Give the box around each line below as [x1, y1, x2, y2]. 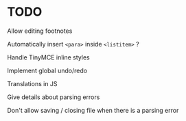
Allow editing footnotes [7, 27, 73, 35]
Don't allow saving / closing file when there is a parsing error [7, 106, 179, 114]
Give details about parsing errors [7, 93, 100, 101]
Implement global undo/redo [7, 66, 88, 75]
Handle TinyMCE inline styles [7, 53, 91, 62]
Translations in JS [7, 79, 58, 88]
